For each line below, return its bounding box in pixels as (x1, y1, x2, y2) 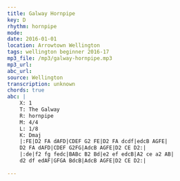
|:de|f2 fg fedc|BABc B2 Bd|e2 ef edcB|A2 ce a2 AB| (19, 151, 174, 158)
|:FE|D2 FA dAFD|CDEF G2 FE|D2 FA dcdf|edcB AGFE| (19, 138, 168, 145)
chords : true (7, 87, 45, 94)
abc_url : (7, 67, 32, 74)
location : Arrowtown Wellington (7, 42, 100, 49)
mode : (7, 29, 23, 36)
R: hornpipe (19, 112, 54, 119)
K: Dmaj (19, 131, 41, 138)
